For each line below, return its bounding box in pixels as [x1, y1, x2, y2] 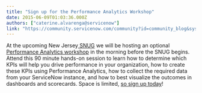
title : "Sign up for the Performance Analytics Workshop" [6, 8, 155, 15]
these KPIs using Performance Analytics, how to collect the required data [6, 67, 188, 75]
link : [6, 25, 20, 32]
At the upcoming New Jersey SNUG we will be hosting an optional [6, 42, 170, 49]
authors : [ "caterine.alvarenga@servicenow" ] [6, 20, 120, 26]
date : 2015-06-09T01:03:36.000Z [6, 14, 87, 20]
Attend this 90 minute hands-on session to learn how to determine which [6, 55, 187, 62]
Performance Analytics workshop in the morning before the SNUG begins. [6, 49, 190, 56]
